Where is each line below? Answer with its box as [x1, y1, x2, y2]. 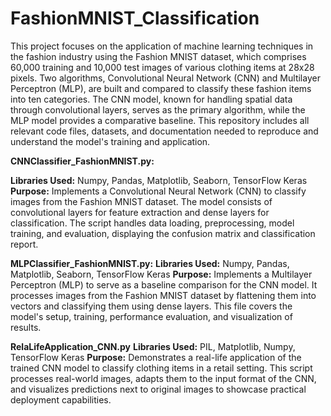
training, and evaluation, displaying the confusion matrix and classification [10, 227, 316, 239]
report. [10, 238, 39, 250]
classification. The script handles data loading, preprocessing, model [10, 217, 295, 229]
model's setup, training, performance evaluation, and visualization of [10, 310, 293, 322]
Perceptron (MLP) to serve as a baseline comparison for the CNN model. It [10, 278, 318, 291]
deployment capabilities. [10, 393, 112, 406]
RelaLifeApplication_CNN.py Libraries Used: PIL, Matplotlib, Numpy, [10, 340, 296, 352]
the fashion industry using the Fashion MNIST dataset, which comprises [10, 50, 307, 62]
